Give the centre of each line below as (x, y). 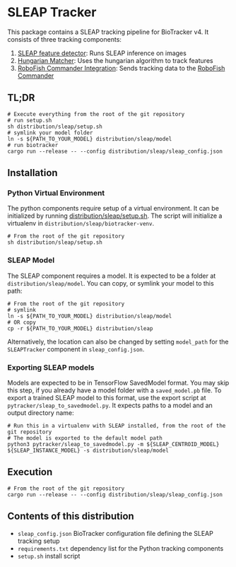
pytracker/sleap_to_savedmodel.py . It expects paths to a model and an (110, 405)
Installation (33, 173)
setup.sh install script (49, 556)
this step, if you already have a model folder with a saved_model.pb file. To (114, 390)
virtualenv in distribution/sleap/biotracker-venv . (81, 223)
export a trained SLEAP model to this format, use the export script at (107, 398)
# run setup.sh (30, 120)
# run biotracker (33, 145)
